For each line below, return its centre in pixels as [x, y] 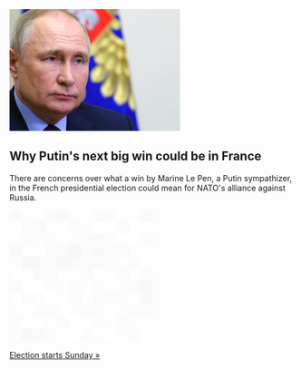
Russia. [23, 197]
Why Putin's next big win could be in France [136, 156]
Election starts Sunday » [55, 354]
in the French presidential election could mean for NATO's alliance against [147, 188]
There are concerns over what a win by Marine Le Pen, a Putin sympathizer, [151, 178]
